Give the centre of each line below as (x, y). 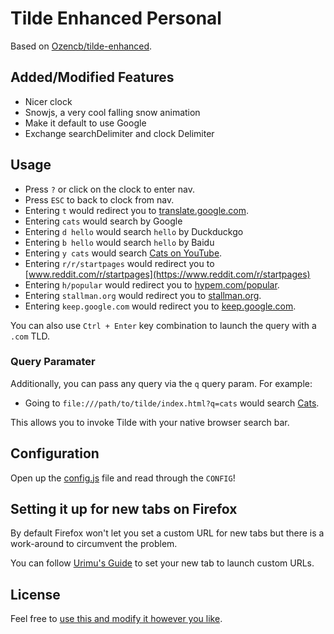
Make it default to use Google (85, 123)
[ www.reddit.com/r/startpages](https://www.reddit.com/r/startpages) (167, 274)
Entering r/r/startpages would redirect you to (119, 263)
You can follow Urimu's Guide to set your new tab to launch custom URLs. (162, 563)
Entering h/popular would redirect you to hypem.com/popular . (152, 284)
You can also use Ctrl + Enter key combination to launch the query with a (163, 325)
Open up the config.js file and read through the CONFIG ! (123, 478)
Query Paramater (53, 362)
